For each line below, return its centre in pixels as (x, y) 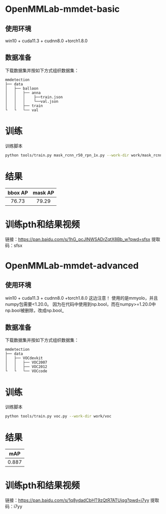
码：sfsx (14, 245)
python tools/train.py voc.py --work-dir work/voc (58, 417)
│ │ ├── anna (23, 93)
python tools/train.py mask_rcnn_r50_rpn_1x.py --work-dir (67, 155)
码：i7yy (14, 506)
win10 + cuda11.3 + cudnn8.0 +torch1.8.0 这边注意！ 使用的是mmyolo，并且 (82, 298)
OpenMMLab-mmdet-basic (62, 9)
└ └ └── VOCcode (26, 371)
